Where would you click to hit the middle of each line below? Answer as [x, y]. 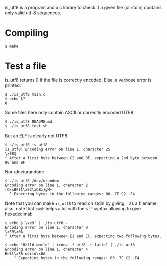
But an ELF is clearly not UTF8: [37, 136]
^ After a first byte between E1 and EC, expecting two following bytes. [84, 236]
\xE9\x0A [14, 232]
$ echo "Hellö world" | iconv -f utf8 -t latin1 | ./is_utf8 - [72, 245]
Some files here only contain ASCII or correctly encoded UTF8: [70, 112]
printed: [13, 85]
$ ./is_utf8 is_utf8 [27, 145]
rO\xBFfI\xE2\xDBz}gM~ [29, 189]
